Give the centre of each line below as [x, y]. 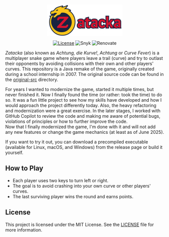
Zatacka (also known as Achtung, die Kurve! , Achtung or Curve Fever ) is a [82, 53]
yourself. [14, 152]
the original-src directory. [32, 80]
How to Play [24, 168]
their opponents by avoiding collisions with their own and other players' [79, 63]
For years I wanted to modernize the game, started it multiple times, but [79, 89]
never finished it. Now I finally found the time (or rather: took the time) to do [84, 95]
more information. [24, 230]
